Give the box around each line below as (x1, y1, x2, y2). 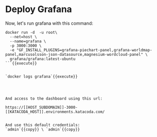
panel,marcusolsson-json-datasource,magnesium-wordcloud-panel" (5, 52, 143, 57)
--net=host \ (10, 34, 37, 39)
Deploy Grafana (5, 4, 72, 15)
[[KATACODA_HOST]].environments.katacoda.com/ (5, 109, 105, 114)
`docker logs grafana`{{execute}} (5, 74, 78, 79)
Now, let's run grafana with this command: (5, 20, 93, 26)
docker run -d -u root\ (5, 30, 58, 35)
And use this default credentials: (5, 122, 80, 127)
